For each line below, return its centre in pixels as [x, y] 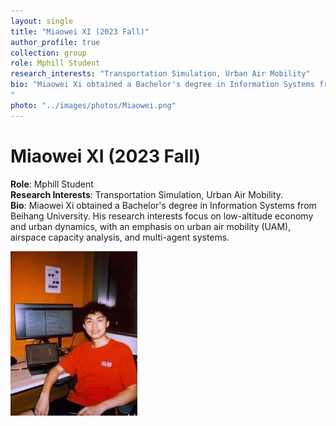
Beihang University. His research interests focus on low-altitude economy [162, 216]
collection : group [48, 53]
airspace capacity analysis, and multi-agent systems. [120, 237]
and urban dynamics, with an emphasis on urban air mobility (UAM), [151, 226]
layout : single [42, 21]
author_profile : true [55, 42]
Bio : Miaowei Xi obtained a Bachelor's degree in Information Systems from [163, 205]
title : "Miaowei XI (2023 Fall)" [80, 31]
